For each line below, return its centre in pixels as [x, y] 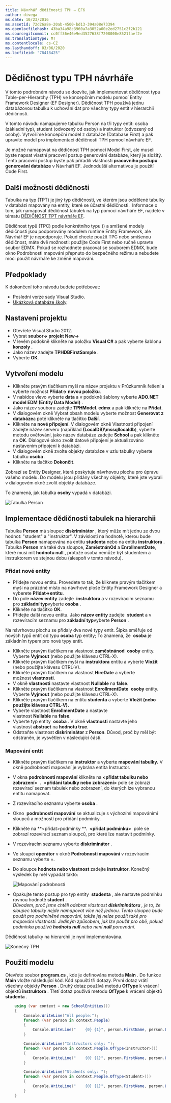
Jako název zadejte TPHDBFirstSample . [55, 352]
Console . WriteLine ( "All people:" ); [61, 1015]
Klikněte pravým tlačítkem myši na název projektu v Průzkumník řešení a [88, 386]
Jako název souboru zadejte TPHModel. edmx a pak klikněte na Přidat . [88, 408]
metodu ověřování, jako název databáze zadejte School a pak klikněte [86, 435]
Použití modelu [30, 963]
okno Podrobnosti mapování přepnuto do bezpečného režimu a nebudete [82, 253]
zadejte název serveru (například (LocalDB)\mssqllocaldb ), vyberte [84, 429]
